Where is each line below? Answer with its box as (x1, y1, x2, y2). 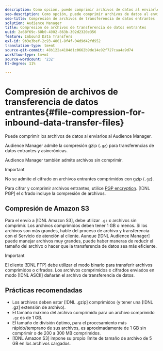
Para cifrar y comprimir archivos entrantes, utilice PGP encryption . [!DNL (5, 185, 150, 191)
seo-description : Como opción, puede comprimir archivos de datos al (5, 12, 149, 16)
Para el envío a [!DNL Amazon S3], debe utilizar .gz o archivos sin (5, 217, 137, 223)
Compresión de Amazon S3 (5, 205, 90, 213)
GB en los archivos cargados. (12, 340, 71, 346)
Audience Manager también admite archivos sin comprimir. (5, 157, 123, 163)
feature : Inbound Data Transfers (5, 34, 73, 39)
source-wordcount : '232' (5, 57, 55, 62)
